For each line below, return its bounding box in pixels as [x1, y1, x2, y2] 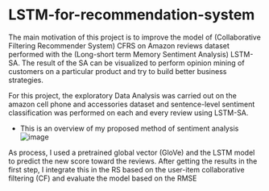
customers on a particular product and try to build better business [8, 66, 227, 76]
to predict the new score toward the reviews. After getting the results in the [8, 156, 258, 166]
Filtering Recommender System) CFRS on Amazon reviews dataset [8, 40, 230, 50]
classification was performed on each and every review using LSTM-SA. [8, 107, 249, 118]
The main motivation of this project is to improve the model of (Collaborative [8, 32, 262, 42]
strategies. [8, 75, 44, 85]
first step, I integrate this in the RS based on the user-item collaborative [8, 164, 245, 174]
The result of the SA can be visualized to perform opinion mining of [21, 58, 245, 68]
